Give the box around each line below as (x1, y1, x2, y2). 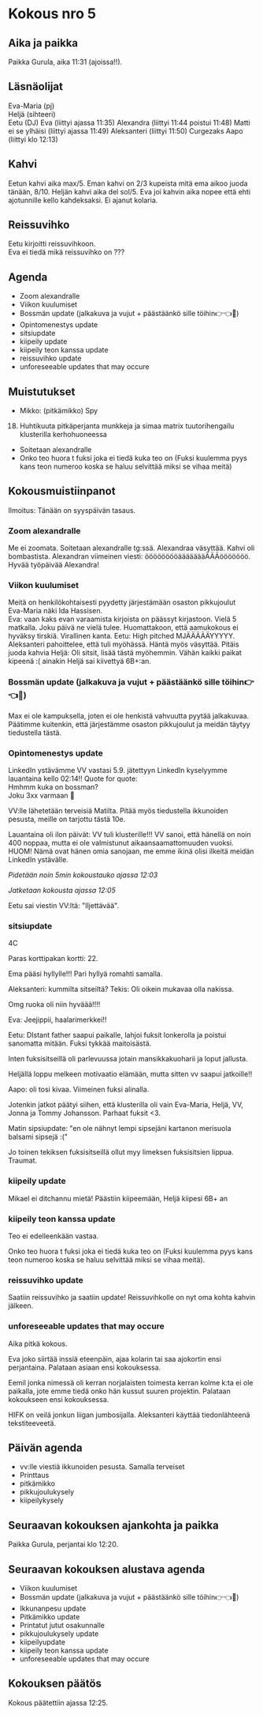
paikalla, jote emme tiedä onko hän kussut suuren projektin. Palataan (8, 1386, 231, 1396)
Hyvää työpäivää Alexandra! (8, 560, 100, 570)
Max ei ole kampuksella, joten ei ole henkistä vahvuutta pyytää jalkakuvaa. (8, 710, 250, 720)
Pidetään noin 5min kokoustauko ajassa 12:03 (8, 870, 158, 880)
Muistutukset (8, 385, 76, 398)
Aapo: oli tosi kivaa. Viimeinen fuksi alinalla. (8, 1084, 150, 1095)
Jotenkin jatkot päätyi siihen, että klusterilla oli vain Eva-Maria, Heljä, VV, (8, 1100, 244, 1110)
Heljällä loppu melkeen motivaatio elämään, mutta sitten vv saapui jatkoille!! (8, 1069, 253, 1079)
